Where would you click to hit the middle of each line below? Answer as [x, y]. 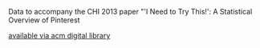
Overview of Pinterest [44, 20]
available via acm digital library [59, 36]
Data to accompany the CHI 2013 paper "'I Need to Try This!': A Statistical [130, 12]
